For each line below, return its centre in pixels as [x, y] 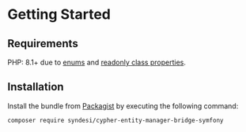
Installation [36, 87]
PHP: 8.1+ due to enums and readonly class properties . [97, 62]
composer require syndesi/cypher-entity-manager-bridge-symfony [115, 120]
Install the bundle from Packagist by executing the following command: [123, 106]
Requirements [43, 44]
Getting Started [59, 15]
